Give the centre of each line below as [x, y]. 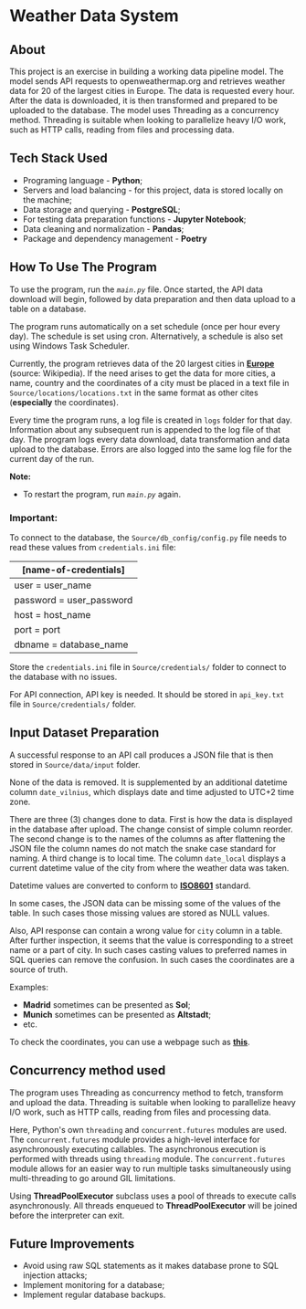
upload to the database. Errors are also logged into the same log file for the [151, 449]
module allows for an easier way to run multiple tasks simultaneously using [150, 1168]
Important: [34, 518]
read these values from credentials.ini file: [93, 547]
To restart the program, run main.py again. [101, 494]
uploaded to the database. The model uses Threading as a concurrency [144, 110]
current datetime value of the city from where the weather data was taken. [149, 867]
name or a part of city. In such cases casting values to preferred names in [148, 949]
